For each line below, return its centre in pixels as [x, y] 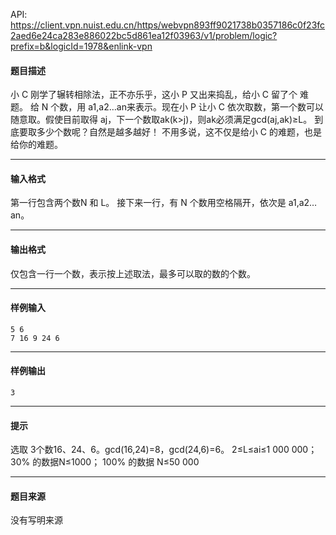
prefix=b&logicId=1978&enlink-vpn [81, 46]
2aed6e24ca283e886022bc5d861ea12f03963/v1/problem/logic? [144, 35]
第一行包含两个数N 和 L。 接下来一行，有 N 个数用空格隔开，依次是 [148, 203]
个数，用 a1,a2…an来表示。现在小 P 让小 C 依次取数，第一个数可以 [187, 107]
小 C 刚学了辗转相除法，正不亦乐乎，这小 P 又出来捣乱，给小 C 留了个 [154, 95]
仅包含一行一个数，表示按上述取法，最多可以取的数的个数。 [133, 273]
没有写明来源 [36, 520]
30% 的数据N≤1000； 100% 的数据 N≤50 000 [105, 462]
